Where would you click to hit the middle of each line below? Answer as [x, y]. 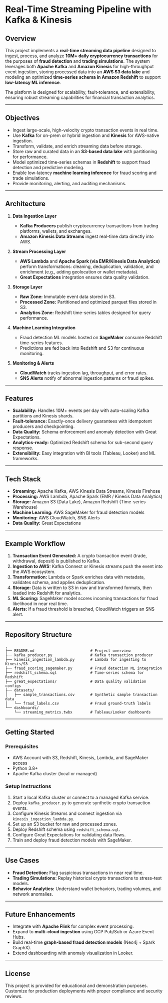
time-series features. [41, 343]
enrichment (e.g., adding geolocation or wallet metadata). [79, 271]
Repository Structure [39, 635]
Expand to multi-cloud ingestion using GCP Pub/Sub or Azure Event [83, 932]
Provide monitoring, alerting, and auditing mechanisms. [69, 183]
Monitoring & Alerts [33, 363]
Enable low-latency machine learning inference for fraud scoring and [84, 173]
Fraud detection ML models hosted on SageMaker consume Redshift [91, 337]
